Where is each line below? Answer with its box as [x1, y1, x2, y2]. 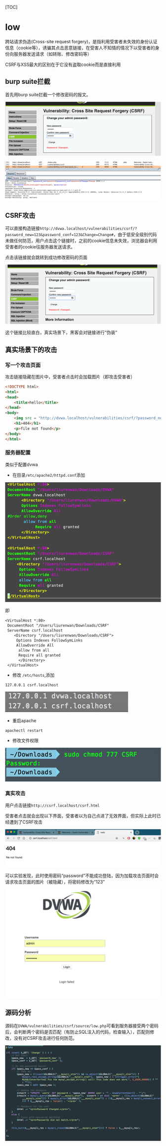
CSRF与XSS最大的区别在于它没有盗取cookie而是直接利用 [5, 62, 121, 67]
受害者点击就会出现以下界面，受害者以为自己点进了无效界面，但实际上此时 [5, 813, 157, 819]
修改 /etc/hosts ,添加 [12, 672, 55, 678]
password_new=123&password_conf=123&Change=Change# [5, 233, 114, 238]
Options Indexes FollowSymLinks [16, 637, 83, 643]
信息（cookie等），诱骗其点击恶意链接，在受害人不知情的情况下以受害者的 [5, 45, 156, 51]
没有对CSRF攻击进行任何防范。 [13, 1035, 78, 1041]
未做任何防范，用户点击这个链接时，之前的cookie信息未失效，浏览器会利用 [5, 238, 158, 244]
